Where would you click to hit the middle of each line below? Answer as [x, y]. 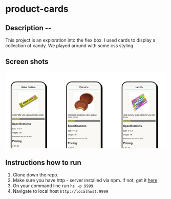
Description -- [28, 28]
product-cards [37, 9]
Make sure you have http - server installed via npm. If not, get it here [85, 181]
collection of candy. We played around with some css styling [69, 46]
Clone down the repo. [36, 175]
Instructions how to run [43, 162]
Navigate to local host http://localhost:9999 [60, 191]
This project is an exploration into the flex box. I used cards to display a [80, 40]
